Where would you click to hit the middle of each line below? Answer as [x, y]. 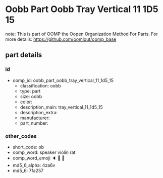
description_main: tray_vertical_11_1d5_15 [62, 107]
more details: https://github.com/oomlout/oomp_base [61, 39]
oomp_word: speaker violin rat [44, 152]
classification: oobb [41, 85]
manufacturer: [35, 118]
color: [26, 102]
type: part [30, 91]
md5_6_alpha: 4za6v [34, 165]
